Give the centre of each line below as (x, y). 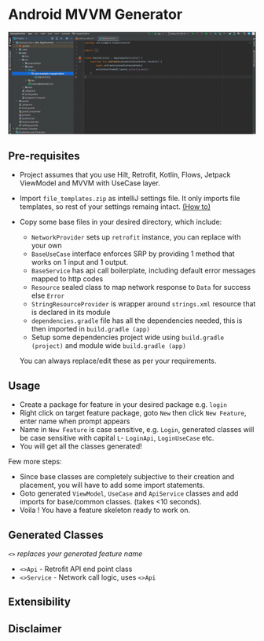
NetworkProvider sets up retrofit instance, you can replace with (136, 237)
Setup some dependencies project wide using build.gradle (128, 337)
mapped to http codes (67, 279)
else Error (48, 295)
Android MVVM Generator (95, 15)
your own (46, 246)
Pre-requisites (44, 156)
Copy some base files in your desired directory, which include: (121, 222)
